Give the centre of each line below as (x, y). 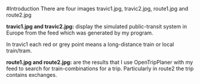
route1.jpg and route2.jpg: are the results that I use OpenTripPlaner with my (100, 62)
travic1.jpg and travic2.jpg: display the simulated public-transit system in (96, 27)
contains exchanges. (32, 75)
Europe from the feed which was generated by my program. (80, 33)
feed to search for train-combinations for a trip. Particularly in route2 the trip (100, 69)
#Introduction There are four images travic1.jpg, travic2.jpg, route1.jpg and (97, 9)
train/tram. (19, 51)
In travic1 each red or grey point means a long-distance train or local (90, 44)
